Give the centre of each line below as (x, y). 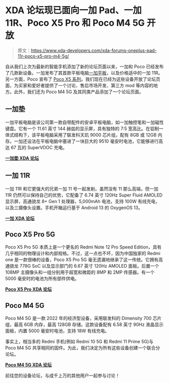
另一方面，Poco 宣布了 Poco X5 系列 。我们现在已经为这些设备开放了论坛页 (83, 79)
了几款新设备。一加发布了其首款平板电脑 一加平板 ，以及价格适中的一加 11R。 (84, 73)
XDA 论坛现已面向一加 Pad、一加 (73, 10)
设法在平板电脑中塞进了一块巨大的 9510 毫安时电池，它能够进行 (93, 141)
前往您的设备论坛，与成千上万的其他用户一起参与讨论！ (62, 375)
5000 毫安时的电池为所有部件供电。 (42, 279)
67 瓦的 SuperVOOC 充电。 (39, 147)
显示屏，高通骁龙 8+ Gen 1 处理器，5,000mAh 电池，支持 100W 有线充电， (82, 201)
